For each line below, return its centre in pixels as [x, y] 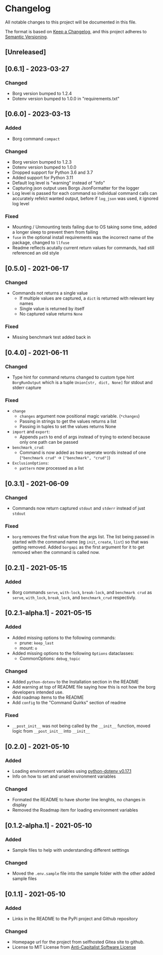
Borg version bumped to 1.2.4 [42, 94]
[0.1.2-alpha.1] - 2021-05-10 [48, 825]
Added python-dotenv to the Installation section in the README [75, 682]
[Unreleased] [26, 52]
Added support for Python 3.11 [43, 178]
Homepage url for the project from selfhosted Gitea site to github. [78, 942]
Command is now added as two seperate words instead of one [83, 453]
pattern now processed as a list [52, 468]
